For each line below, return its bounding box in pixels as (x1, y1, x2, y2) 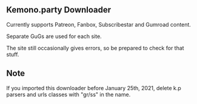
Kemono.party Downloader (6, 5, 112, 15)
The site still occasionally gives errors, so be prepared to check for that (6, 44, 184, 51)
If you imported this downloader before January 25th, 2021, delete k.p (6, 84, 182, 91)
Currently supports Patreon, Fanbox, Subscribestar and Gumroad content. (6, 21, 191, 28)
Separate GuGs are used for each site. (6, 33, 102, 40)
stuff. (6, 51, 19, 58)
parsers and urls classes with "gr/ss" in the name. (6, 91, 131, 98)
